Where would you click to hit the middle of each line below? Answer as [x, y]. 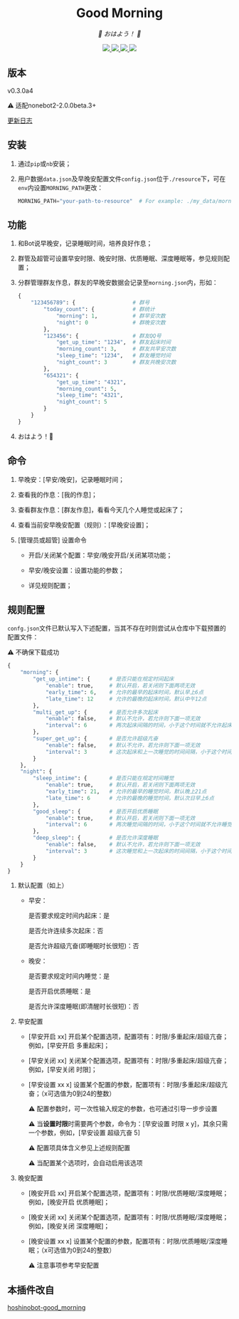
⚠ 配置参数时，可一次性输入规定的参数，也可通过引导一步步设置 [123, 1109]
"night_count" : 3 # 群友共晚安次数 [116, 362]
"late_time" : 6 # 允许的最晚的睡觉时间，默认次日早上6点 [130, 798]
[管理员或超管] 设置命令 [52, 540]
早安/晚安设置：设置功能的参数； [76, 570]
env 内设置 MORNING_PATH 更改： [60, 187]
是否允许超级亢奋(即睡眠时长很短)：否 [84, 946]
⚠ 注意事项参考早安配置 [64, 1266]
